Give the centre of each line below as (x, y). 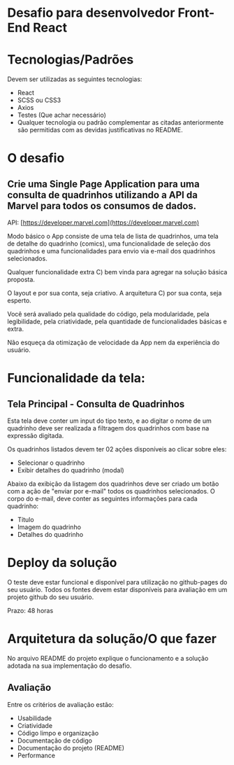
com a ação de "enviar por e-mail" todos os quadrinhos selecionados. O (111, 491)
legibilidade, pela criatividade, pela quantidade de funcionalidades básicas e (117, 322)
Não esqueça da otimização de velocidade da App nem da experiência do (114, 343)
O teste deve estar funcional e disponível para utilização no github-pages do (117, 582)
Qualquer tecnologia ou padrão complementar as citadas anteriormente (120, 122)
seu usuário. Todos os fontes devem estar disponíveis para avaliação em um (117, 590)
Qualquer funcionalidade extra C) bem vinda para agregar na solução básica (117, 272)
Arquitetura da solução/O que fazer (112, 639)
